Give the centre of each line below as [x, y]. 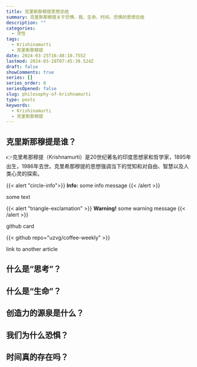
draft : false [22, 67]
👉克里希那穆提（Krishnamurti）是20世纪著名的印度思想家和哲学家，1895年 [98, 157]
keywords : [18, 105]
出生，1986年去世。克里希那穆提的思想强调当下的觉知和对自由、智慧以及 [95, 166]
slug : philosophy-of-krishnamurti [49, 94]
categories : [21, 28]
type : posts [21, 99]
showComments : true [30, 72]
